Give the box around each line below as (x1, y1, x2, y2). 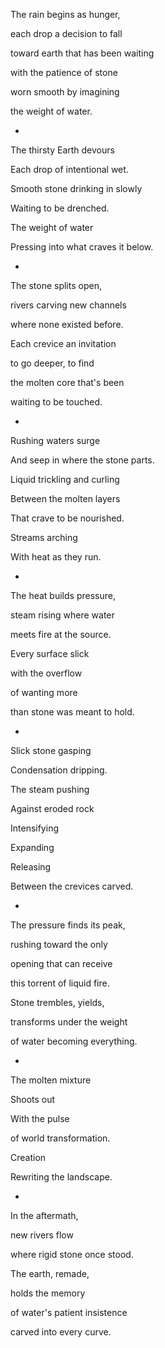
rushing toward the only (10, 939, 108, 950)
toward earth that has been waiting (10, 47, 155, 59)
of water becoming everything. (10, 1035, 138, 1047)
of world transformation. (10, 1132, 111, 1144)
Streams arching (10, 532, 78, 543)
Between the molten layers (10, 493, 121, 504)
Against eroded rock (10, 803, 95, 814)
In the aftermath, (10, 1210, 79, 1221)
